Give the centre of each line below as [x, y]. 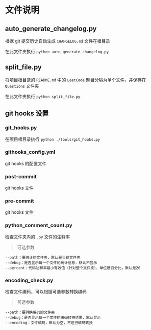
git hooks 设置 [27, 114]
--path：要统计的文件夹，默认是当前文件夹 [43, 257]
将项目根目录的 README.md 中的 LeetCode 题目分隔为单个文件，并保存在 [75, 80]
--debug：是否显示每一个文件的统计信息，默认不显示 [51, 263]
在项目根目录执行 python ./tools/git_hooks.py [53, 139]
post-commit [21, 176]
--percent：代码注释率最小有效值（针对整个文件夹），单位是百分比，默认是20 [73, 268]
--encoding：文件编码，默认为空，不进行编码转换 [49, 323]
